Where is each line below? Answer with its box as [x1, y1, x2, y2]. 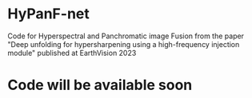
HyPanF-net [7, 5, 90, 23]
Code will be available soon [7, 76, 193, 94]
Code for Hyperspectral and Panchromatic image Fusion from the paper [7, 31, 245, 41]
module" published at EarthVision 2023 [7, 48, 137, 57]
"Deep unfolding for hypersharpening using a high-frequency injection [7, 39, 240, 49]
